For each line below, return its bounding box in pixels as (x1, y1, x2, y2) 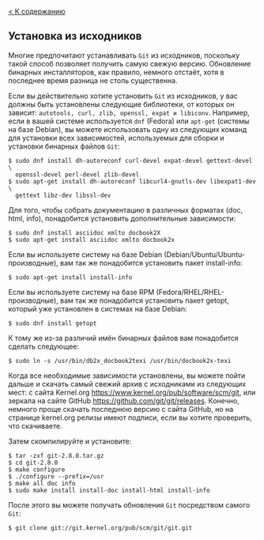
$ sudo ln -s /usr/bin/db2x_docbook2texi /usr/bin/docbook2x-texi (8, 357, 232, 364)
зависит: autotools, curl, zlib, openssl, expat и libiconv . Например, (8, 108, 251, 117)
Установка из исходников (8, 29, 142, 43)
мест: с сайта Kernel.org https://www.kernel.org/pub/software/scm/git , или (8, 387, 256, 397)
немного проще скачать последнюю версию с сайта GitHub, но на (8, 404, 234, 413)
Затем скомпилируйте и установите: (8, 436, 132, 446)
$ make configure (8, 466, 66, 474)
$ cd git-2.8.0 (8, 459, 58, 466)
